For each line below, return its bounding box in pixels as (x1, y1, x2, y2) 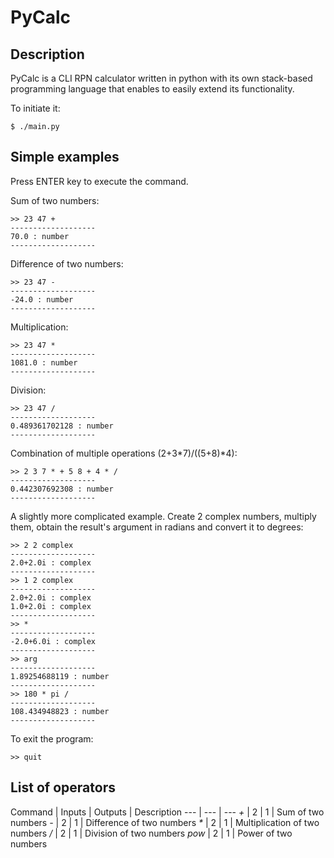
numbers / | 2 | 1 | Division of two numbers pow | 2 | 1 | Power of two (10, 827, 293, 839)
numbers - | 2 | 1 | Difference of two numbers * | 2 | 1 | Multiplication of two (10, 816, 320, 828)
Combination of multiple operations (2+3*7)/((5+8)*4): (10, 447, 238, 459)
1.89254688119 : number (10, 671, 110, 681)
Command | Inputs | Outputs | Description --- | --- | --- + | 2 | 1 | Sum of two (10, 806, 325, 818)
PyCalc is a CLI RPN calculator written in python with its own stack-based (10, 72, 313, 84)
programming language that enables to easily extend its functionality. (10, 83, 295, 95)
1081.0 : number (10, 357, 78, 368)
